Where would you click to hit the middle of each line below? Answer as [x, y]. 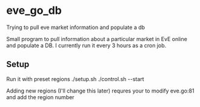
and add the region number [40, 97]
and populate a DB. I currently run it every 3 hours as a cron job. [86, 45]
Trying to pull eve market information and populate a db [76, 27]
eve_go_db [34, 11]
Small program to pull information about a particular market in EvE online [97, 39]
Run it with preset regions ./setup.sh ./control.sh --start [75, 79]
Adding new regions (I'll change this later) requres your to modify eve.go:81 [100, 91]
